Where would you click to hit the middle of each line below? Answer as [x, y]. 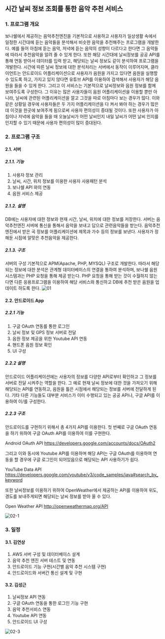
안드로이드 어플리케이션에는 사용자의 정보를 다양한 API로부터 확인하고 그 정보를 [81, 376]
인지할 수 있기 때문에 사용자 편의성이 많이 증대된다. [54, 122]
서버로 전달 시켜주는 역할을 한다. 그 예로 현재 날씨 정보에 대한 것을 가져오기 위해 [81, 383]
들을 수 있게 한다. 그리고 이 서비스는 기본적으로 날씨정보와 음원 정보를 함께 [85, 85]
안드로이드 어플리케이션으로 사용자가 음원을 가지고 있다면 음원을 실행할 [90, 73]
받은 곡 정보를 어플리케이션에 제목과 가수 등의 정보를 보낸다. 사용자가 [88, 232]
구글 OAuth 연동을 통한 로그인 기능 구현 [50, 603]
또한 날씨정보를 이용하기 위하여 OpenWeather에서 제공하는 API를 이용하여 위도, [82, 490]
